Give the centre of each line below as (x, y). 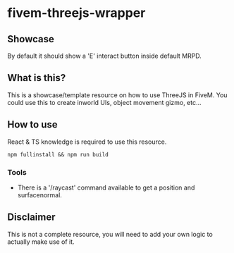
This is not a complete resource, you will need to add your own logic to (110, 234)
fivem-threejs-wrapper (76, 13)
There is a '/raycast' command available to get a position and (106, 187)
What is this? (37, 78)
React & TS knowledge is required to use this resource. (87, 142)
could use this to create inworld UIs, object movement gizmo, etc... (105, 102)
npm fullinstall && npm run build (58, 154)
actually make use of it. (41, 242)
